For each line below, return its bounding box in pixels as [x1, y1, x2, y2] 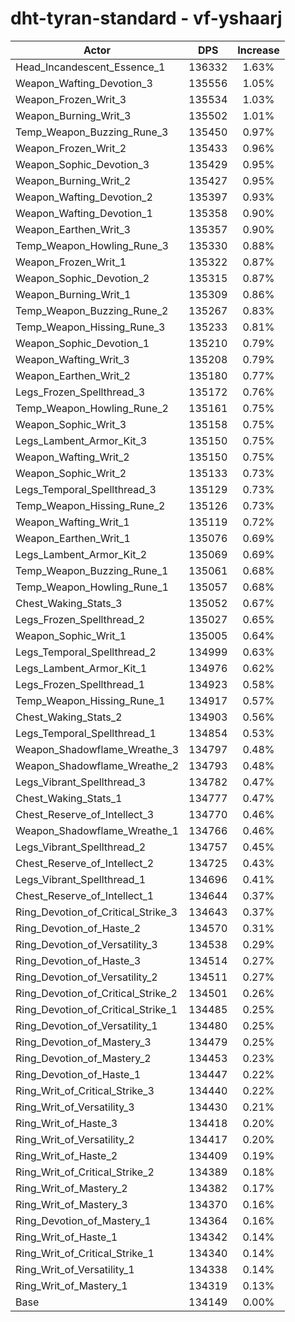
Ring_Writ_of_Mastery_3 [15, 1197, 128, 1211]
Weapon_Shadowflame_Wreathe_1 [15, 823, 180, 837]
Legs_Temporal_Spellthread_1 [15, 726, 157, 740]
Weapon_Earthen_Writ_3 [15, 222, 131, 236]
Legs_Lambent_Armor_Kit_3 [15, 433, 148, 447]
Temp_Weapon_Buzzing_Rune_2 [15, 303, 169, 317]
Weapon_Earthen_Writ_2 [15, 368, 131, 382]
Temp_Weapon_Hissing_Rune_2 [15, 498, 166, 512]
